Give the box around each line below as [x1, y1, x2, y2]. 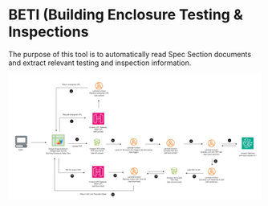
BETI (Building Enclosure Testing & [8, 6, 243, 24]
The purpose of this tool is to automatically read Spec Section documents [8, 49, 251, 59]
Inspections [8, 23, 89, 41]
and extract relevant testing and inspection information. [8, 58, 192, 68]
